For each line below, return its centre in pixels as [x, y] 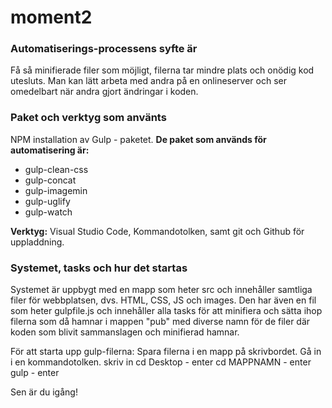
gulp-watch [48, 212]
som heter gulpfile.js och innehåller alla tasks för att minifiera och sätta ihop [166, 311]
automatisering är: [50, 150]
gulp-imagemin [56, 190]
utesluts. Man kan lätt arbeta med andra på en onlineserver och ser [149, 81]
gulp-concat [50, 180]
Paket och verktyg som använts [88, 118]
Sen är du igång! [44, 392]
